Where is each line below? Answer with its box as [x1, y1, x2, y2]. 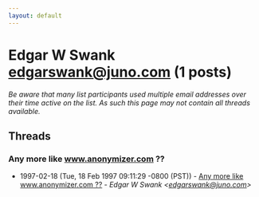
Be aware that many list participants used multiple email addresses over [8, 89, 247, 99]
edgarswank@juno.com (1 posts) [8, 63, 233, 81]
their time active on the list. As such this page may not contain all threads [8, 97, 251, 108]
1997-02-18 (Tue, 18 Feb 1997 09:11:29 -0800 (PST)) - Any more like [19, 171, 244, 181]
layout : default [8, 11, 62, 20]
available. [8, 106, 41, 116]
